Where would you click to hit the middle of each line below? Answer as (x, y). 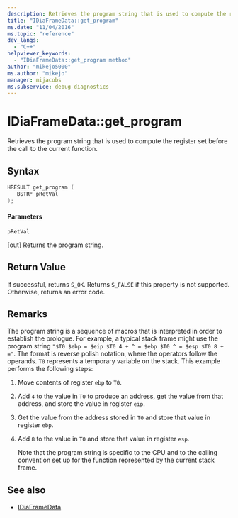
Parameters (25, 216)
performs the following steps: (50, 369)
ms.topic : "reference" (41, 34)
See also (27, 490)
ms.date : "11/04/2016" (41, 27)
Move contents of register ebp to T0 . (70, 382)
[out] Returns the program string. (56, 245)
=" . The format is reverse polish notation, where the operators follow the (113, 354)
